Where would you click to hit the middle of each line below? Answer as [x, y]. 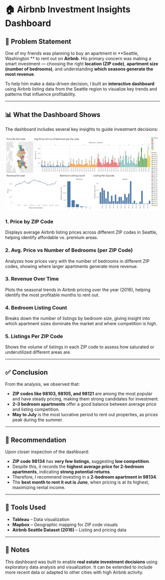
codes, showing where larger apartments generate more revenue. [72, 266]
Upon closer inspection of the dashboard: [47, 452]
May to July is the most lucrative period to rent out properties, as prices [85, 415]
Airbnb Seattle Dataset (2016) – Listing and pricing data [69, 530]
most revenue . [20, 74]
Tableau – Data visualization [41, 519]
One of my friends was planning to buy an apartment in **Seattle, [72, 53]
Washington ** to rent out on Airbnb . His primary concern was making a [78, 59]
